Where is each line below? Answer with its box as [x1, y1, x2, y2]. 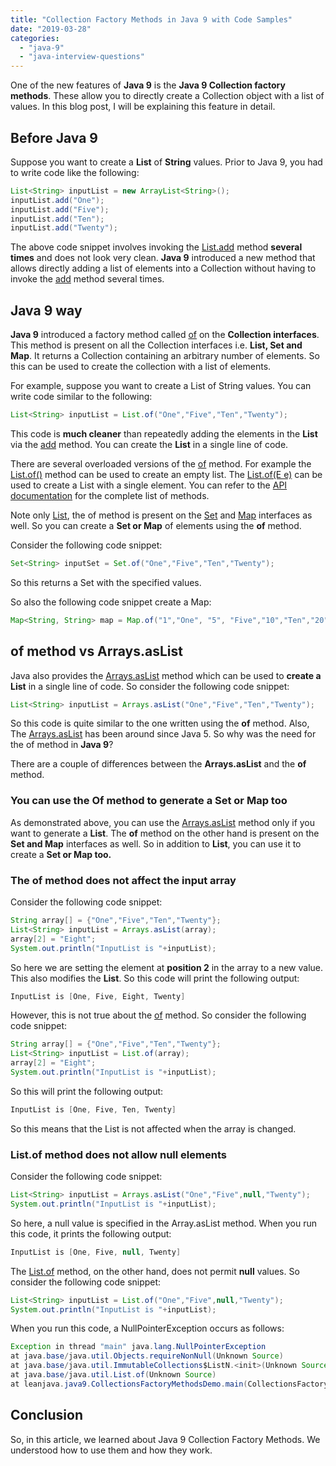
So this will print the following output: [10, 1085, 164, 1097]
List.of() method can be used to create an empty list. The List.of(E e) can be [10, 469, 323, 480]
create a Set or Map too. [10, 848, 112, 860]
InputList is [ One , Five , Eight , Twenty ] [10, 991, 186, 1001]
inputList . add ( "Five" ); [10, 204, 110, 215]
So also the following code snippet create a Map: [10, 596, 212, 608]
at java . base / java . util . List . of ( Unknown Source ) [10, 1370, 217, 1380]
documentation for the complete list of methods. [10, 490, 210, 501]
